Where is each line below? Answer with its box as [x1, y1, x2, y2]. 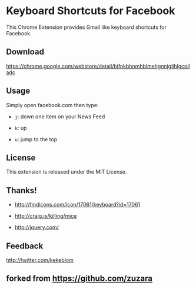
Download [6, 47, 44, 57]
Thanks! [6, 185, 37, 195]
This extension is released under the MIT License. [6, 168, 127, 175]
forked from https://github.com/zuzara [6, 274, 153, 284]
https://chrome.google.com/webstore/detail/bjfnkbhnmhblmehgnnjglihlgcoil [6, 62, 190, 69]
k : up [14, 124, 27, 131]
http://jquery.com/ [14, 224, 59, 231]
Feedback [6, 241, 44, 251]
